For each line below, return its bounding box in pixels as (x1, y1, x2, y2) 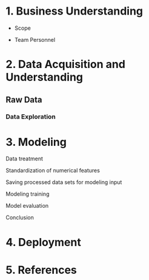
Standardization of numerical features (5, 167, 101, 174)
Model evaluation (5, 202, 49, 210)
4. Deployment (5, 235, 81, 249)
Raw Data (5, 94, 43, 104)
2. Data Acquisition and (5, 58, 125, 71)
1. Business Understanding (5, 4, 144, 18)
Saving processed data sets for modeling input (5, 179, 122, 186)
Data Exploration (5, 112, 56, 121)
